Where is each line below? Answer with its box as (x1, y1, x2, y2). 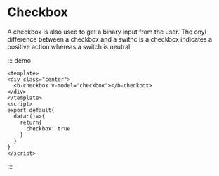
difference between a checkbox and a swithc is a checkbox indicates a (7, 34, 213, 43)
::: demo (7, 56, 32, 64)
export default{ (7, 106, 55, 113)
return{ (20, 119, 42, 126)
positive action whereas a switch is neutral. (7, 42, 132, 51)
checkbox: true (25, 125, 71, 132)
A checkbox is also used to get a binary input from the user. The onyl (7, 27, 207, 36)
